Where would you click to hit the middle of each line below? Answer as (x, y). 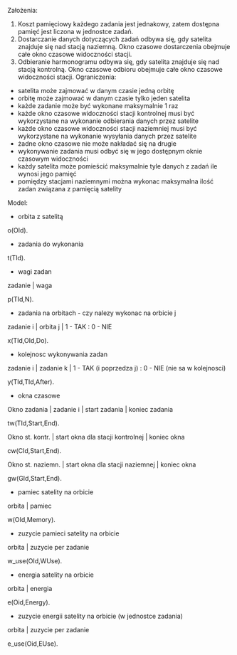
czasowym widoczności (53, 159)
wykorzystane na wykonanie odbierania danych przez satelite (108, 121)
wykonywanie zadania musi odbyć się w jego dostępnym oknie (110, 151)
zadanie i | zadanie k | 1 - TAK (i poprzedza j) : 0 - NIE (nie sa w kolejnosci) (117, 368)
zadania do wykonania (51, 244)
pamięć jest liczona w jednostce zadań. (75, 32)
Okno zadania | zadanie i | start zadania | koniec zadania (90, 409)
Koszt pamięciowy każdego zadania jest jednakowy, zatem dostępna (118, 24)
